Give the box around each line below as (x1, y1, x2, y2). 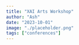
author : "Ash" (6, 14, 41, 20)
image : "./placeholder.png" (6, 25, 74, 31)
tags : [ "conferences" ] (6, 30, 61, 36)
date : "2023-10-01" (6, 19, 53, 25)
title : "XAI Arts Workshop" (6, 8, 74, 15)
